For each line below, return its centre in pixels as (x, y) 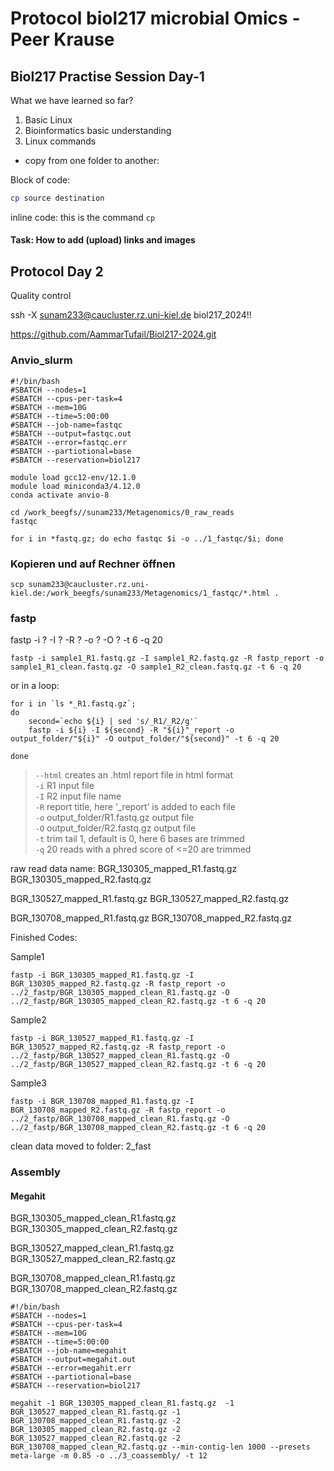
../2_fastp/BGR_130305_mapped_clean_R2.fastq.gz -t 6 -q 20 (138, 1002)
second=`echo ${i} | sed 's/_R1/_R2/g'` (113, 722)
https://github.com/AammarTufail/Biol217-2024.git (113, 334)
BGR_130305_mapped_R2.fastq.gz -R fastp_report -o (118, 984)
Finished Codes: (44, 938)
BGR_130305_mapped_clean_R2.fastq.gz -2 (96, 1430)
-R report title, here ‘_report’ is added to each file (135, 807)
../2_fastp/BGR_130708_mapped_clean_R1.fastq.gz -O (120, 1119)
